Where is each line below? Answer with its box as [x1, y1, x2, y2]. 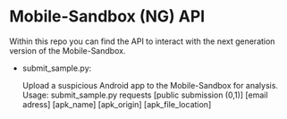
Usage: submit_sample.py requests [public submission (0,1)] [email [21, 89, 268, 100]
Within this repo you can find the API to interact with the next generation [9, 36, 275, 47]
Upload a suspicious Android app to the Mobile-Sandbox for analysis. [21, 80, 279, 90]
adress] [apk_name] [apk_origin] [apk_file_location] [21, 98, 212, 109]
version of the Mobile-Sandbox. [9, 45, 126, 55]
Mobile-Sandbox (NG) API [9, 6, 206, 27]
